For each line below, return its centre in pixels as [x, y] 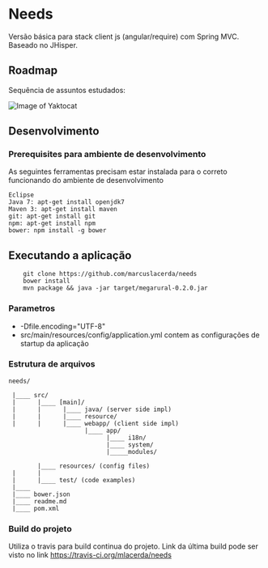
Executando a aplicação [70, 255]
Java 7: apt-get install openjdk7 [67, 202]
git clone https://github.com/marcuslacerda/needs [110, 274]
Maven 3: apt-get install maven [63, 210]
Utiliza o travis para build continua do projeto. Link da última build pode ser [134, 546]
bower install [47, 281]
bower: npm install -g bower [57, 231]
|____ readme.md [39, 501]
